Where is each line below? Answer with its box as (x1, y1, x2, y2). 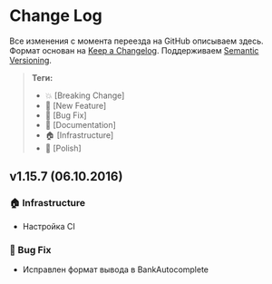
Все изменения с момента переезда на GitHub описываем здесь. (9, 35, 265, 46)
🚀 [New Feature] (44, 100, 107, 111)
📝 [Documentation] (44, 119, 116, 130)
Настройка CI (22, 220, 75, 231)
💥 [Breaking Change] (44, 90, 125, 101)
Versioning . (9, 54, 53, 65)
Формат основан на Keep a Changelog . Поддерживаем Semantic (9, 44, 259, 55)
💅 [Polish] (44, 142, 82, 153)
